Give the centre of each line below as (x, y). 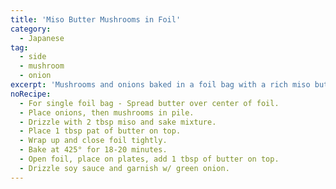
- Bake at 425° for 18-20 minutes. (93, 150)
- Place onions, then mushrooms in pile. (107, 112)
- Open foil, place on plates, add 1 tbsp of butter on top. (149, 159)
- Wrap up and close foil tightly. (93, 141)
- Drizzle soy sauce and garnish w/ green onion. (124, 168)
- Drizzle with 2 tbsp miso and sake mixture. (118, 122)
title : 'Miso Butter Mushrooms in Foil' (96, 19)
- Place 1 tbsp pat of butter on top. (100, 131)
